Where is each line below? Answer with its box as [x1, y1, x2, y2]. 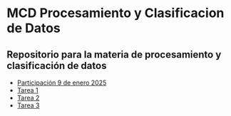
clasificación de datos [6, 59, 107, 72]
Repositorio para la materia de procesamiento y [6, 48, 222, 60]
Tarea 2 [16, 94, 40, 102]
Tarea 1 [16, 86, 38, 94]
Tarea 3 [16, 101, 40, 110]
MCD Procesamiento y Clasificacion [6, 5, 225, 21]
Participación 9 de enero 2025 [16, 78, 107, 87]
